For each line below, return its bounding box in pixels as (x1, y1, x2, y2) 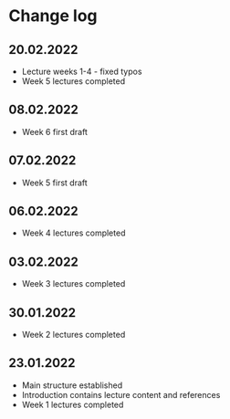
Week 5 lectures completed (21, 76, 125, 87)
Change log (8, 5, 98, 26)
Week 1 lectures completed (21, 399, 124, 410)
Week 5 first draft (21, 177, 88, 188)
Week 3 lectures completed (21, 278, 126, 289)
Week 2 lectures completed (21, 330, 126, 340)
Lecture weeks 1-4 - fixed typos (21, 66, 142, 77)
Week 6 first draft (21, 126, 89, 137)
